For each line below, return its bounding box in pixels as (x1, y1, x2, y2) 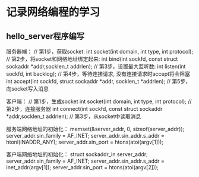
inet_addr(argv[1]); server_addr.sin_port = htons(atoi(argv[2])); (6, 164, 159, 170)
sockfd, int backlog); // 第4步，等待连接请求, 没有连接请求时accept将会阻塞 (6, 70, 191, 77)
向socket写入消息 (6, 85, 49, 92)
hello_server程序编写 (6, 31, 85, 41)
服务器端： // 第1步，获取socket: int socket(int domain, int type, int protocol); (6, 48, 194, 55)
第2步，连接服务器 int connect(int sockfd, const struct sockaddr (6, 105, 163, 112)
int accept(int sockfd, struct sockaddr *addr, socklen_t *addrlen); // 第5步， (6, 78, 191, 85)
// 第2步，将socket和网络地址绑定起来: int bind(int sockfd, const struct (6, 55, 178, 63)
